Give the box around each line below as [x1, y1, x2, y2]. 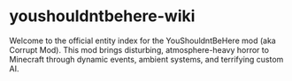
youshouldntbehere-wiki [9, 6, 196, 26]
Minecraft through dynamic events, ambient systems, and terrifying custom [9, 54, 284, 64]
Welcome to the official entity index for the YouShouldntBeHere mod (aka [9, 35, 276, 46]
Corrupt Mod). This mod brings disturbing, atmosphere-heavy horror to [9, 44, 270, 55]
